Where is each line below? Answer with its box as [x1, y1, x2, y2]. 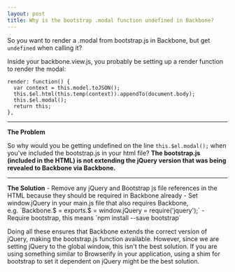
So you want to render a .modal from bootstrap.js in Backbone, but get [7, 36, 211, 44]
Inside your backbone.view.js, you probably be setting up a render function [7, 57, 224, 65]
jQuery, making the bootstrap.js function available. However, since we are [7, 234, 220, 243]
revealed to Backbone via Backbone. [7, 163, 116, 172]
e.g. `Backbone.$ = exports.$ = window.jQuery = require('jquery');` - [7, 206, 205, 215]
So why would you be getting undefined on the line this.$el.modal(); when [7, 141, 227, 149]
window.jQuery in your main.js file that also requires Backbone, [7, 198, 189, 207]
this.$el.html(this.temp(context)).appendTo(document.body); [13, 90, 196, 97]
